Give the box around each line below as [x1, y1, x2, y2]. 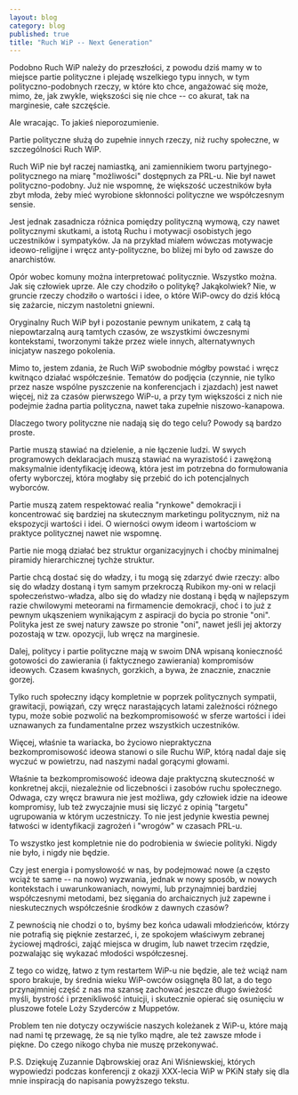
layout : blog [9, 12, 58, 22]
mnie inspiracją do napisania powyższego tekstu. [9, 1075, 189, 1086]
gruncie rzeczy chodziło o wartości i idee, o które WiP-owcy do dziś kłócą [9, 290, 280, 301]
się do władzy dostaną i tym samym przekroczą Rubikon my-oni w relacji [9, 581, 276, 592]
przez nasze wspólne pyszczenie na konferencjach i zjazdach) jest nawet [9, 382, 278, 393]
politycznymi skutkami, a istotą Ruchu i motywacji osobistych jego [9, 226, 252, 237]
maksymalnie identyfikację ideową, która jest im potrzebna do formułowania [9, 464, 289, 474]
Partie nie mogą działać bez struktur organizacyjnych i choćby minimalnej [9, 545, 279, 556]
